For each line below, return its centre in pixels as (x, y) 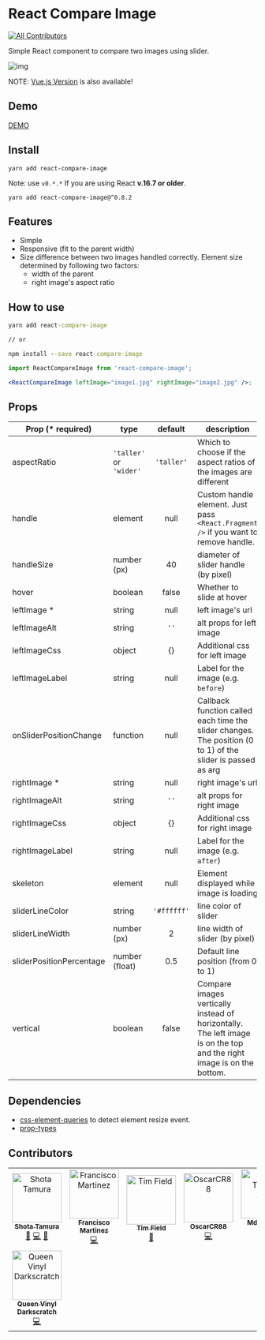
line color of (219, 906)
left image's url (224, 610)
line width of (220, 929)
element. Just (222, 504)
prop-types (38, 1129)
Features (30, 221)
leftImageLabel (40, 678)
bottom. (211, 1072)
